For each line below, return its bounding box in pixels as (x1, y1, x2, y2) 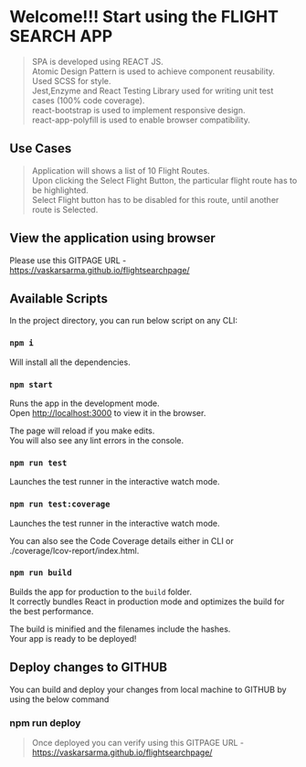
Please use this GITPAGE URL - (9, 254, 127, 266)
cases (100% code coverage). (31, 94, 145, 106)
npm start (9, 379, 53, 389)
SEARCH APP (9, 26, 113, 47)
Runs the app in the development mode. (9, 398, 160, 409)
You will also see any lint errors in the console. (9, 434, 185, 445)
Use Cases (9, 141, 72, 156)
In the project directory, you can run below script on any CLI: (9, 315, 238, 326)
